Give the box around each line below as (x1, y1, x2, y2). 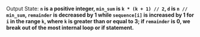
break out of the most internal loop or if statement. (6, 24, 134, 31)
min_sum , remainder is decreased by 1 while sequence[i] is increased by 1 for (6, 11, 194, 18)
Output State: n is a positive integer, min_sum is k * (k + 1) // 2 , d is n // (6, 5, 188, 12)
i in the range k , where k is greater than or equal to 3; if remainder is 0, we (6, 18, 190, 24)
